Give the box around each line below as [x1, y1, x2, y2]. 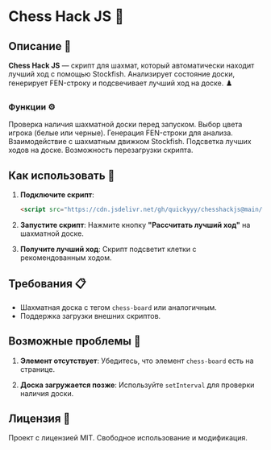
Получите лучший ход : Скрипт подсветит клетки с [19, 244, 197, 254]
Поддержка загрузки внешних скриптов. [19, 311, 161, 320]
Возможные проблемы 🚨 [8, 334, 141, 349]
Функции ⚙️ [8, 101, 56, 112]
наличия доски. [19, 388, 74, 398]
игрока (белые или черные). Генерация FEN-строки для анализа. [8, 128, 234, 138]
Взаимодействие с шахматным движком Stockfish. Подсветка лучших [8, 137, 252, 147]
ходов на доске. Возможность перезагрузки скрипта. [8, 145, 194, 155]
